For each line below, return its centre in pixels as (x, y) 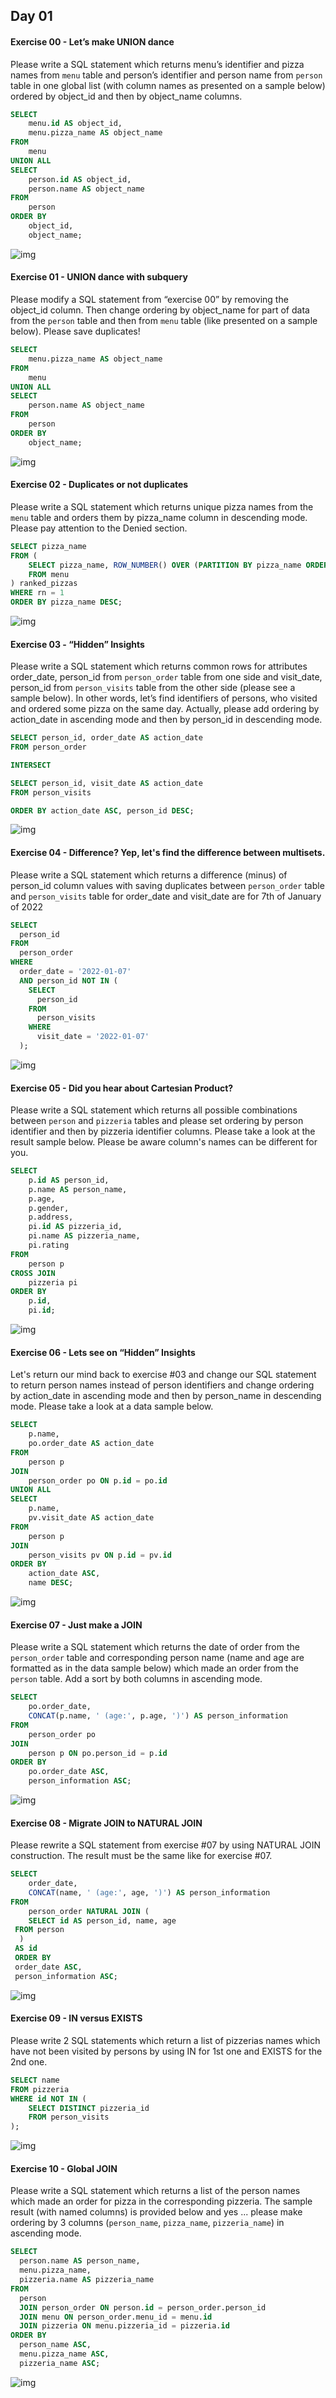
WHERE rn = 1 (37, 593)
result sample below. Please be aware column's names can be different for (164, 1142)
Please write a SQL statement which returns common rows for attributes (159, 666)
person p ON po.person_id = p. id (98, 1753)
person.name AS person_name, (80, 2261)
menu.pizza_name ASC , (64, 2354)
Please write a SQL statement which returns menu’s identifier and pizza (157, 64)
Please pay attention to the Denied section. (99, 528)
